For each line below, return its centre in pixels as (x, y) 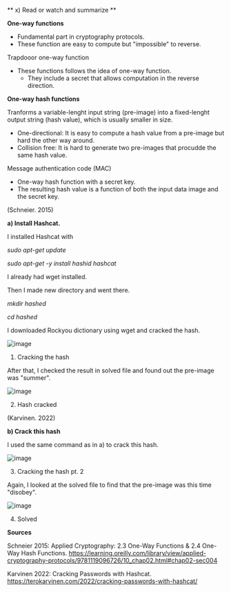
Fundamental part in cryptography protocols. (81, 37)
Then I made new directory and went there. (69, 290)
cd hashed (22, 317)
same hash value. (42, 155)
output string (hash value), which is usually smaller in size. (90, 120)
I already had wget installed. (47, 277)
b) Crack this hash (34, 431)
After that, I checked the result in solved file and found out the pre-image (111, 370)
